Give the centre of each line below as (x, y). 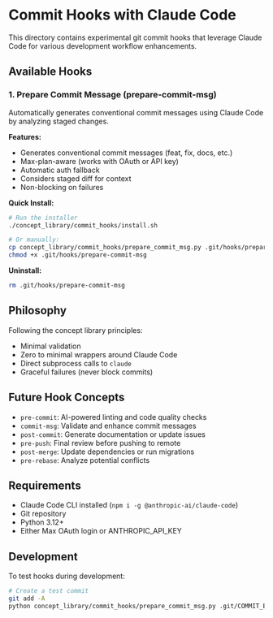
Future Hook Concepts (67, 398)
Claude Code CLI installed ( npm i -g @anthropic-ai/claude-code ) (129, 505)
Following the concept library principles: (76, 330)
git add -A (27, 599)
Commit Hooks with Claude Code (123, 15)
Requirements (45, 485)
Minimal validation (50, 346)
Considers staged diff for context (76, 178)
